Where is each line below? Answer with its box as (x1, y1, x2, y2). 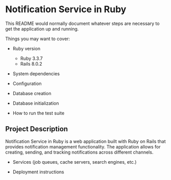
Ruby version (12, 45, 41, 51)
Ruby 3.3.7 (20, 55, 43, 62)
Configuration (12, 80, 42, 86)
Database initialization (12, 100, 60, 106)
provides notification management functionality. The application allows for (5, 143, 161, 149)
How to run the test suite (12, 110, 65, 116)
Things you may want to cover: (5, 36, 70, 42)
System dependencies (12, 70, 60, 77)
